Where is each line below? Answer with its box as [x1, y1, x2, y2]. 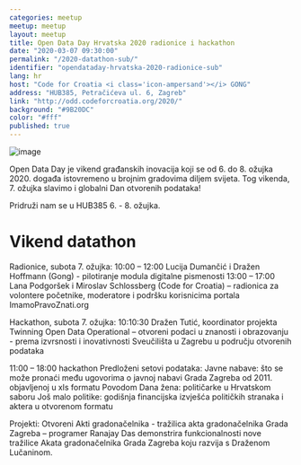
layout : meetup [9, 30, 66, 39]
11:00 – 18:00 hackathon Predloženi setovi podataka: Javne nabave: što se [9, 363, 284, 373]
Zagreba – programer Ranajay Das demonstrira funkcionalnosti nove [9, 427, 262, 438]
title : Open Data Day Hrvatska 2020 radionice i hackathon [9, 38, 235, 48]
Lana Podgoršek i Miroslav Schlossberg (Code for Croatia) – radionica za [9, 280, 279, 291]
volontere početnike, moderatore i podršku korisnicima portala [9, 289, 240, 301]
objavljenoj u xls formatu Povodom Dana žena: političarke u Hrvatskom [9, 382, 271, 392]
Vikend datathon [9, 232, 137, 252]
